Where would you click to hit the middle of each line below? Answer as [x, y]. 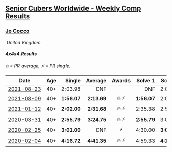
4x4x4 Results [21, 54]
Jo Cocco [17, 31]
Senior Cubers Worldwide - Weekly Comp [73, 8]
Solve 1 [146, 80]
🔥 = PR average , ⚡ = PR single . [38, 66]
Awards [121, 80]
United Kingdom [24, 42]
